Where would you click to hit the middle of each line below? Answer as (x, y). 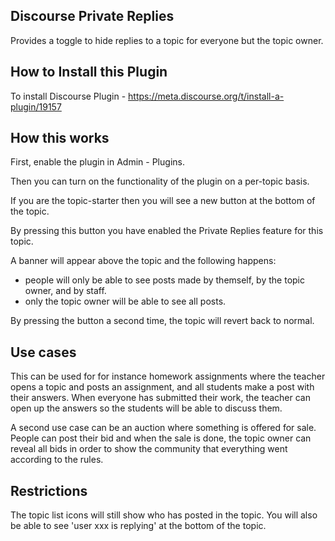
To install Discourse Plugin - (68, 96)
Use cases (43, 352)
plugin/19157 (36, 106)
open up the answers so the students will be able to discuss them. (146, 408)
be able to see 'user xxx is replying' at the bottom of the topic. (138, 526)
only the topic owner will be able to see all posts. (125, 301)
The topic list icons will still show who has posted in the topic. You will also (164, 515)
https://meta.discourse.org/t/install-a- (206, 96)
